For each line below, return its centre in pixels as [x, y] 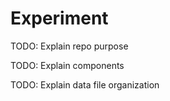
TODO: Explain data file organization [85, 84]
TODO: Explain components [67, 65]
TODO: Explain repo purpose [69, 46]
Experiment [59, 18]
